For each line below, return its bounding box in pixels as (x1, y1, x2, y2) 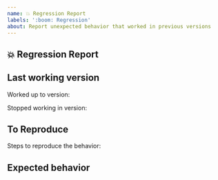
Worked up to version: (7, 90, 70, 99)
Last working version (7, 72, 100, 83)
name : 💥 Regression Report (7, 10, 86, 17)
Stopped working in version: (7, 103, 88, 112)
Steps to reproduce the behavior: (7, 142, 101, 150)
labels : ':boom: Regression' (7, 17, 91, 23)
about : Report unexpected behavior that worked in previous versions (7, 23, 212, 30)
